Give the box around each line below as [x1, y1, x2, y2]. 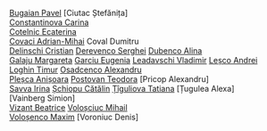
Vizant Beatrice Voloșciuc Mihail [9, 102, 128, 112]
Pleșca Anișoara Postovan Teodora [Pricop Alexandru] [9, 74, 210, 84]
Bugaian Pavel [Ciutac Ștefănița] [9, 8, 129, 18]
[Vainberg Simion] [9, 93, 76, 103]
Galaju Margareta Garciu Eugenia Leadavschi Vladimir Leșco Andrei [9, 55, 258, 65]
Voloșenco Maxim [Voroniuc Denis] [9, 111, 139, 122]
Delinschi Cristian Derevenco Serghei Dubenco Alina [9, 45, 203, 56]
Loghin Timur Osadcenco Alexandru [9, 64, 143, 75]
